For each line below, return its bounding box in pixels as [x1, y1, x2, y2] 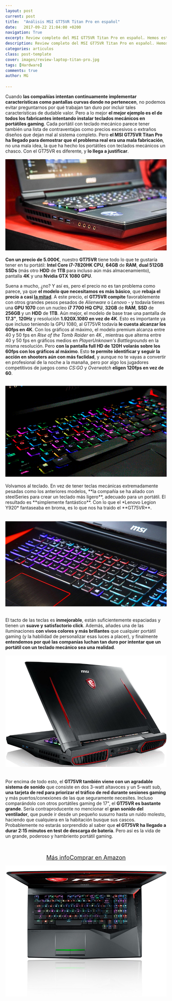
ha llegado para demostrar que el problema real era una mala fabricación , [5, 137, 164, 143]
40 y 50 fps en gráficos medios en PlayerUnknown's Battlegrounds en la [5, 337, 159, 344]
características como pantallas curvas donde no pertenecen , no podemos [5, 99, 165, 105]
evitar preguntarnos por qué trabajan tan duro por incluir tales [5, 104, 136, 110]
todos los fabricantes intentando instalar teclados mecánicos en [5, 116, 145, 121]
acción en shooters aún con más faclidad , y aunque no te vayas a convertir [5, 353, 166, 360]
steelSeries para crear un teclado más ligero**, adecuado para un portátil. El [5, 494, 166, 500]
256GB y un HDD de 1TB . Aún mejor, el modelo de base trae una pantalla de [5, 310, 166, 316]
